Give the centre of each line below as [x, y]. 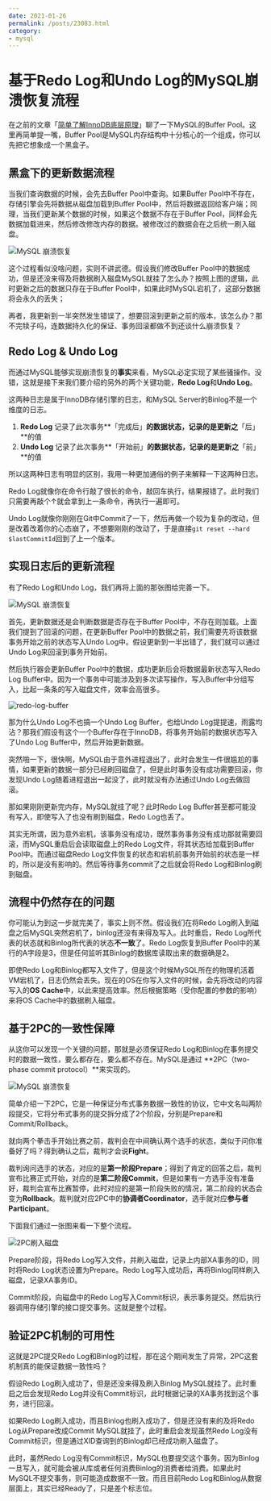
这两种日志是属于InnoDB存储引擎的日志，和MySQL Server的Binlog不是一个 [133, 399]
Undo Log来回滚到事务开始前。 [60, 652]
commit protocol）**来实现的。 [83, 1069]
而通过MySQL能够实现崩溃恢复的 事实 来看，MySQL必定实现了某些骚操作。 [132, 372]
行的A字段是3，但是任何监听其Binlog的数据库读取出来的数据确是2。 [121, 953]
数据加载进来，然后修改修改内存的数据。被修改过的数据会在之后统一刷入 [128, 224]
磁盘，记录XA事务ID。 [45, 1280]
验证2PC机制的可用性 [62, 1335]
